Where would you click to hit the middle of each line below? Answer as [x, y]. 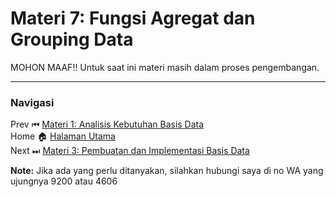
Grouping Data [72, 39]
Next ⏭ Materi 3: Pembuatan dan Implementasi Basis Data [130, 151]
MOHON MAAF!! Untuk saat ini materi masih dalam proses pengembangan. [165, 67]
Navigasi [32, 102]
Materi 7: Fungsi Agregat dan [133, 18]
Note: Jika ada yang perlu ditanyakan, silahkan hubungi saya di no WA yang [167, 171]
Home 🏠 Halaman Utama [63, 136]
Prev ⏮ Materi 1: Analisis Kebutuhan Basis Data [107, 124]
